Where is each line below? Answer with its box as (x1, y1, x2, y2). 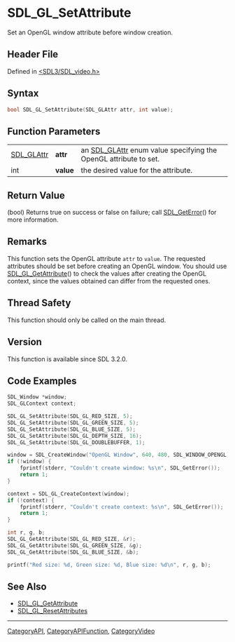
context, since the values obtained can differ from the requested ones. (7, 276, 211, 285)
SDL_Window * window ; (7, 394, 68, 401)
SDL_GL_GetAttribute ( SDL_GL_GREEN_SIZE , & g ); (7, 542, 142, 549)
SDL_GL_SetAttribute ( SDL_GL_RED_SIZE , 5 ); (7, 413, 133, 420)
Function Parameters (7, 125, 101, 138)
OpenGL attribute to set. (80, 154, 160, 164)
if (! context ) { (7, 497, 55, 504)
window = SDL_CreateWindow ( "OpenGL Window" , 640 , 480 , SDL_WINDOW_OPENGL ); (7, 451, 233, 459)
